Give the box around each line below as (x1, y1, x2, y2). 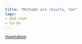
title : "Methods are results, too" (5, 7, 78, 12)
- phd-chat (5, 16, 27, 21)
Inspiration (5, 34, 27, 40)
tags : (5, 12, 16, 16)
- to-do (5, 20, 21, 26)
